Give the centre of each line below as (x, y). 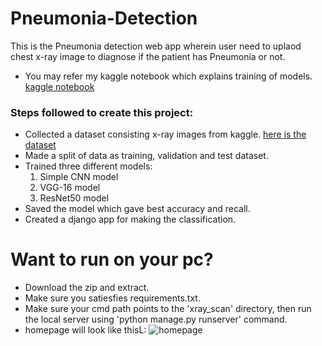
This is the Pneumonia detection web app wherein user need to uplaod (156, 46)
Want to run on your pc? (112, 259)
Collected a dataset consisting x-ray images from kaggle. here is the (165, 134)
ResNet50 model (74, 198)
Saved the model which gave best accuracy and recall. (137, 209)
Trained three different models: (88, 166)
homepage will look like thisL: (85, 330)
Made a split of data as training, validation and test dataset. (146, 156)
